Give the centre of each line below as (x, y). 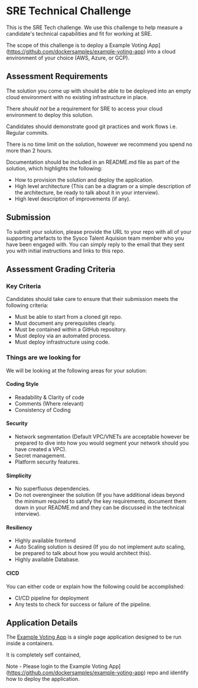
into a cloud (161, 51)
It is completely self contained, (43, 655)
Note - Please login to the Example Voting (57, 667)
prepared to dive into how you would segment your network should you (102, 443)
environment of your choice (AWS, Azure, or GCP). (68, 58)
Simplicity (19, 475)
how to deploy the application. (43, 679)
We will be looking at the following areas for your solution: (77, 370)
